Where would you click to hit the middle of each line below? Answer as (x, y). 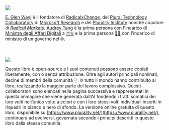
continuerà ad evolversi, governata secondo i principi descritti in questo (80, 118)
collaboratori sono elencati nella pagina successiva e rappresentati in (77, 91)
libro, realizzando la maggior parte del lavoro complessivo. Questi (73, 86)
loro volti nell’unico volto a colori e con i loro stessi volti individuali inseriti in (83, 102)
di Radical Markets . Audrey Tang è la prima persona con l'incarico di (76, 28)
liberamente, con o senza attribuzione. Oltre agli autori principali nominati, (82, 74)
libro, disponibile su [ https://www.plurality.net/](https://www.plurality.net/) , (82, 112)
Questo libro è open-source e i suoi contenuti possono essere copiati (77, 69)
